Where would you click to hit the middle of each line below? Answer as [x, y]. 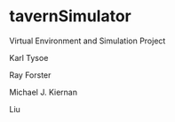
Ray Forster [30, 75]
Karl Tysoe [29, 57]
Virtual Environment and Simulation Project [87, 41]
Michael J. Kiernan [44, 92]
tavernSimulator [70, 16]
